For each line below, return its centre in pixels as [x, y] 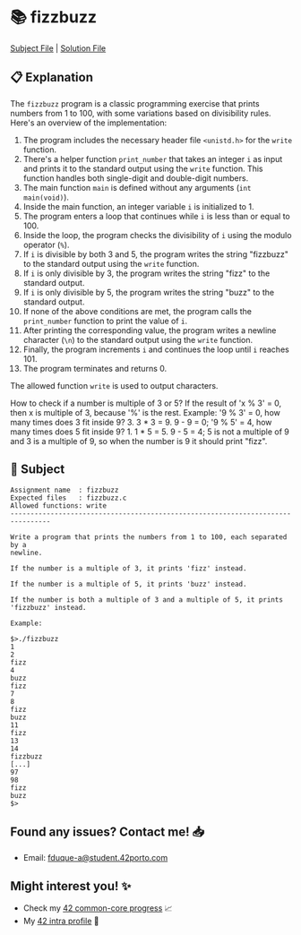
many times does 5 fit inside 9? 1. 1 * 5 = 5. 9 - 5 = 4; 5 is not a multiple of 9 [150, 432]
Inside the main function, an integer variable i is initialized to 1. [138, 206]
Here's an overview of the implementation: [89, 123]
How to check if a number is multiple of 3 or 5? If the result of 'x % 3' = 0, [146, 403]
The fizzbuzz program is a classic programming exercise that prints [135, 103]
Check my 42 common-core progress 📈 [98, 908]
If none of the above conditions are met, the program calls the [138, 311]
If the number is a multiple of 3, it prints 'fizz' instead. [129, 568]
